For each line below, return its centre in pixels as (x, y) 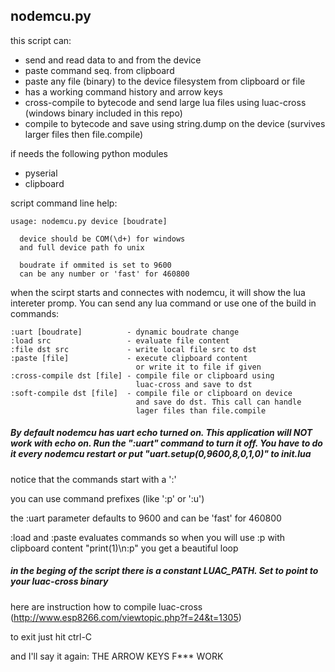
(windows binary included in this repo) (103, 113)
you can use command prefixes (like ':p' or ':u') (107, 498)
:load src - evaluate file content (120, 340)
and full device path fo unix (82, 247)
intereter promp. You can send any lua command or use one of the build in (163, 303)
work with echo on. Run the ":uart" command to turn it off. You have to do (166, 443)
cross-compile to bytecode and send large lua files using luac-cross (165, 102)
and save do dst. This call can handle (218, 402)
